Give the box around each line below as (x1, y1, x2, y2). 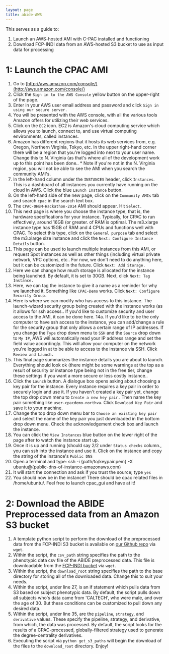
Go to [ (13, 81, 28, 87)
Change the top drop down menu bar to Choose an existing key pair (13, 410, 157, 416)
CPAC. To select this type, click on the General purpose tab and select (13, 230, 158, 236)
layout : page (6, 7, 33, 13)
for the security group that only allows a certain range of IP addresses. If (13, 324, 164, 331)
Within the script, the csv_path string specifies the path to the (13, 552, 140, 558)
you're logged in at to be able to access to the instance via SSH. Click (13, 346, 157, 352)
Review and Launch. (13, 352, 54, 357)
